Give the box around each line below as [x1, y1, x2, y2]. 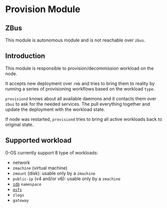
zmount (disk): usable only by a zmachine [12, 170, 96, 176]
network [12, 159, 30, 165]
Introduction [5, 52, 46, 60]
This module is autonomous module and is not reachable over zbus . [5, 37, 146, 43]
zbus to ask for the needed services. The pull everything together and [5, 101, 150, 107]
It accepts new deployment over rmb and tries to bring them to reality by [5, 80, 155, 87]
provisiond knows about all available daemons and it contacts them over [5, 95, 157, 102]
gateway [12, 198, 29, 203]
